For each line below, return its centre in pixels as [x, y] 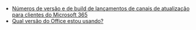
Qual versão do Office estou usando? [58, 21]
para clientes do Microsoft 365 [50, 15]
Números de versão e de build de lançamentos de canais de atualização [101, 9]
